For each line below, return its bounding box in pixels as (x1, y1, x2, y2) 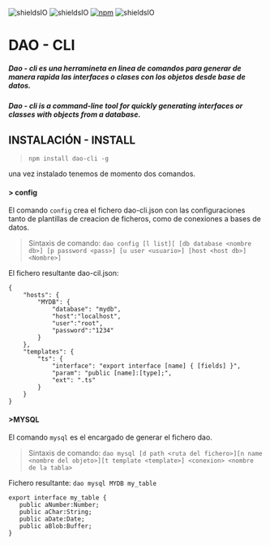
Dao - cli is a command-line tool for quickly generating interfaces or (8, 101, 243, 111)
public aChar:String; (19, 508, 92, 517)
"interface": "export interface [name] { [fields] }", (51, 362, 242, 371)
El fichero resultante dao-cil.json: (8, 268, 119, 278)
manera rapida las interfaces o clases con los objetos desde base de (8, 71, 246, 81)
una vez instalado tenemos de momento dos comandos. (8, 169, 196, 178)
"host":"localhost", (51, 312, 122, 320)
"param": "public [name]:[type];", (51, 369, 173, 377)
